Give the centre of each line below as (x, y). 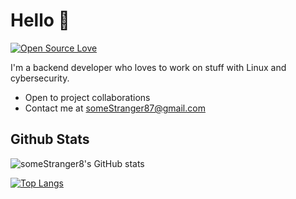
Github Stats (50, 139)
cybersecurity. (40, 78)
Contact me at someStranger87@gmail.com (115, 108)
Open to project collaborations (87, 97)
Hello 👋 (40, 20)
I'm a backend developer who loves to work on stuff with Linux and (148, 67)
